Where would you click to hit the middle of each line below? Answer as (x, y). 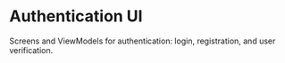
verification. (31, 50)
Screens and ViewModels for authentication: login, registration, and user (142, 41)
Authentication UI (76, 16)
